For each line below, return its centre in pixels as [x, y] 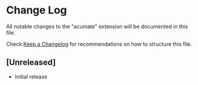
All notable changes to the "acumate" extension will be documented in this [97, 26]
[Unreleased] [31, 62]
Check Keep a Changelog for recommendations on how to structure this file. [99, 44]
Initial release [31, 76]
